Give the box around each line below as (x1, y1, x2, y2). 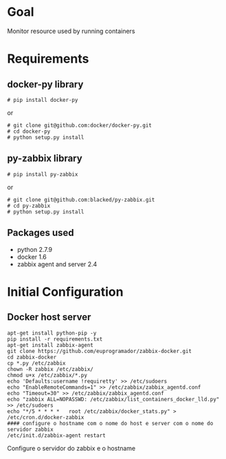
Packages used (7, 227, 74, 239)
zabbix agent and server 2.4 (16, 259, 98, 268)
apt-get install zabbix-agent (7, 341, 94, 348)
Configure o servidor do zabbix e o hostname (7, 444, 136, 452)
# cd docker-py (7, 128, 51, 135)
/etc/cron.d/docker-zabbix (7, 414, 84, 420)
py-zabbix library (7, 153, 82, 164)
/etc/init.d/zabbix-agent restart (7, 431, 106, 439)
